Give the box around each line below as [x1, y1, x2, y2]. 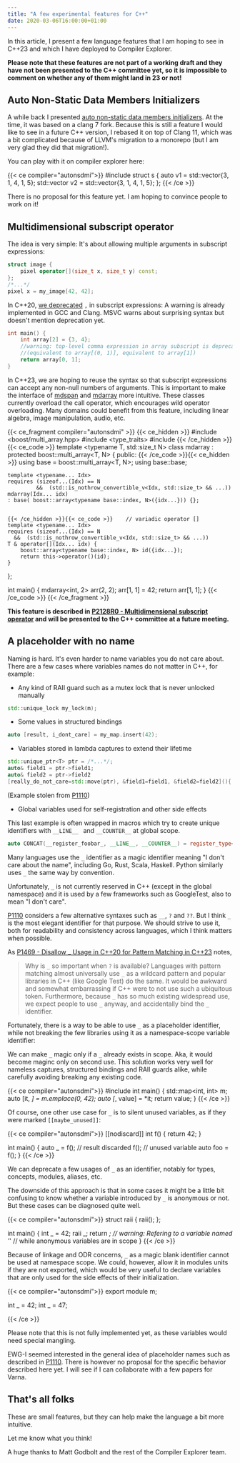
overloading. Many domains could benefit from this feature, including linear [7, 406, 229, 414]
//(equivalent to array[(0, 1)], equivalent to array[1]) [20, 349, 196, 357]
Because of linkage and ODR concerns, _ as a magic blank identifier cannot [7, 1250, 229, 1259]
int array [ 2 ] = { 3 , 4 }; [20, 336, 91, 344]
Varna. [7, 1372, 27, 1381]
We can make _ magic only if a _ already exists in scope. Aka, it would [7, 1049, 213, 1058]
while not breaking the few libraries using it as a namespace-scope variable [7, 1028, 231, 1037]
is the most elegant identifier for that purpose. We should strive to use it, [7, 919, 221, 927]
